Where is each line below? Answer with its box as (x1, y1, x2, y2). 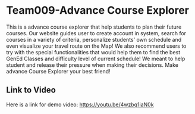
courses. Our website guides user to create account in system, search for (6, 29, 186, 36)
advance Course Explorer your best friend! (6, 67, 111, 75)
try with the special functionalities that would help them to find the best (6, 48, 181, 56)
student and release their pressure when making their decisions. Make (6, 61, 178, 69)
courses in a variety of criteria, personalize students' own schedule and (6, 36, 182, 43)
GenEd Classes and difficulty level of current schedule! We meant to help (6, 55, 185, 62)
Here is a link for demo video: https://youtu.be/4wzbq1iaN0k (6, 101, 154, 108)
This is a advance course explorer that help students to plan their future (6, 23, 182, 30)
